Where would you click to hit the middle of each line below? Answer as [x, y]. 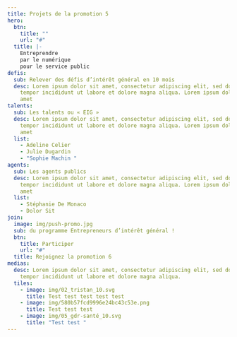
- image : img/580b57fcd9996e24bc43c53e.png [85, 303]
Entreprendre [39, 54]
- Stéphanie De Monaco [53, 205]
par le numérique [45, 60]
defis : [17, 73]
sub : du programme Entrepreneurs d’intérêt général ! [94, 230]
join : [15, 218]
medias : [19, 264]
